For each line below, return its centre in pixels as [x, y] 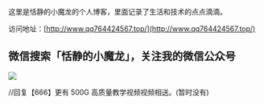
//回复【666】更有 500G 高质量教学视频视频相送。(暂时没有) [109, 92]
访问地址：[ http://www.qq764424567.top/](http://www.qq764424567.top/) [132, 29]
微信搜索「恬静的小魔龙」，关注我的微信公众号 [122, 56]
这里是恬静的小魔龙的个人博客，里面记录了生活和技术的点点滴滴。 [118, 12]
